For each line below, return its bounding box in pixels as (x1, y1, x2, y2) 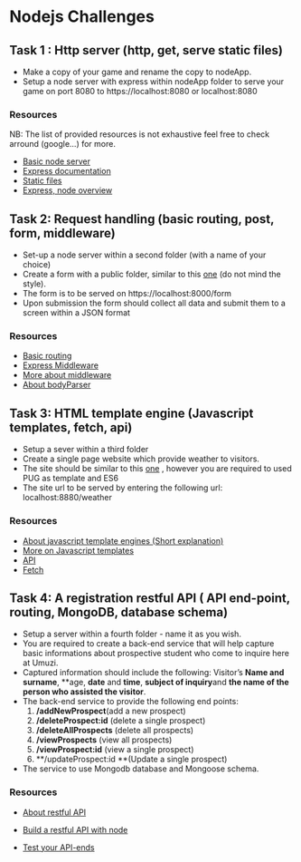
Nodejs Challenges (9, 6, 155, 27)
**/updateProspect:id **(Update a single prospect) (35, 754, 228, 765)
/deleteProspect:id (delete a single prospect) (35, 715, 206, 726)
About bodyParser (22, 379, 91, 391)
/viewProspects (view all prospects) (35, 734, 173, 745)
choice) (22, 259, 52, 270)
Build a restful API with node (22, 824, 128, 835)
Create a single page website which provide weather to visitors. (22, 453, 260, 464)
